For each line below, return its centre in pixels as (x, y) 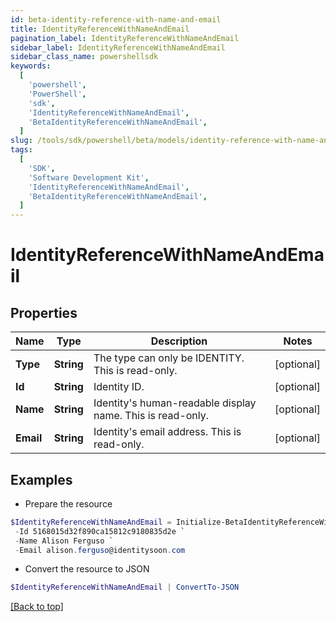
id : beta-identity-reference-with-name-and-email (116, 19)
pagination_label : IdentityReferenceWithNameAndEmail (125, 38)
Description (179, 341)
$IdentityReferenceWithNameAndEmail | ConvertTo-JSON (125, 587)
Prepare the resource (68, 503)
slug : (21, 141)
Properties (44, 312)
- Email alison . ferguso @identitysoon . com (100, 550)
